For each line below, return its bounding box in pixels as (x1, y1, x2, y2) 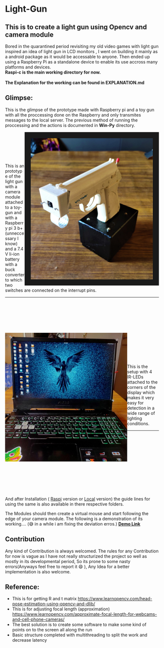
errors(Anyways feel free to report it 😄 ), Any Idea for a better (5, 564, 130, 569)
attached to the (127, 379, 158, 385)
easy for (127, 400, 144, 405)
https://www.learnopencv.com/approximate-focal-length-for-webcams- (12, 611, 157, 617)
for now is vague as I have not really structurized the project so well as (5, 553, 147, 559)
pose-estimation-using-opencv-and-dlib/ (12, 601, 95, 607)
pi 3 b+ (8, 225, 23, 231)
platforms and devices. (5, 64, 51, 70)
